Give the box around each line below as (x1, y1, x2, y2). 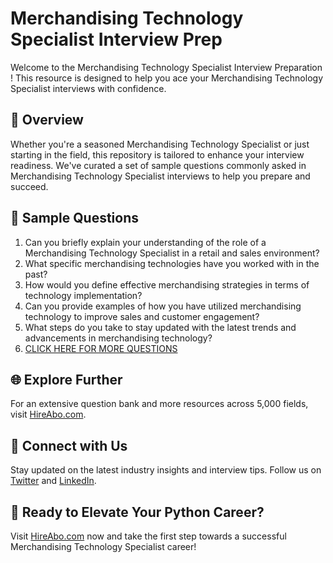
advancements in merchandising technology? (24, 332, 213, 344)
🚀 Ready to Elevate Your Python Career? (10, 503, 265, 521)
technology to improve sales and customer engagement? (24, 310, 260, 322)
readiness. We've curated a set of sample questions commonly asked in (10, 159, 307, 171)
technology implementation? (24, 289, 143, 301)
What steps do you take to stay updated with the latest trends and (24, 321, 297, 333)
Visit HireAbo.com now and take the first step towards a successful (10, 530, 287, 542)
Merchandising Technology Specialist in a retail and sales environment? (24, 247, 320, 259)
